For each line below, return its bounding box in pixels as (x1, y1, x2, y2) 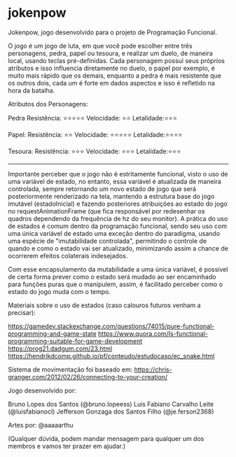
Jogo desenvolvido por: (8, 386, 76, 395)
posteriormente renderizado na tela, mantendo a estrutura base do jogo (8, 192, 215, 200)
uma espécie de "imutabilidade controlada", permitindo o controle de (8, 237, 207, 245)
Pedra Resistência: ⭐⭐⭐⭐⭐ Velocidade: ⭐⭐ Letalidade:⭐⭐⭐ (8, 113, 178, 122)
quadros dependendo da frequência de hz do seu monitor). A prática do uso (8, 214, 228, 223)
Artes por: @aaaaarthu (8, 421, 74, 429)
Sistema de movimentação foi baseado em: (8, 365, 133, 374)
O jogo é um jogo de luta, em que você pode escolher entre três (8, 41, 193, 50)
